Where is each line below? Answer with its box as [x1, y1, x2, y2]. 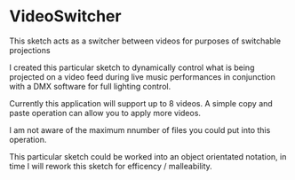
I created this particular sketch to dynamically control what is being [9, 62, 255, 73]
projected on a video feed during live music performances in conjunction [9, 71, 275, 82]
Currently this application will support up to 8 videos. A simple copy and [9, 98, 273, 108]
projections [9, 44, 51, 55]
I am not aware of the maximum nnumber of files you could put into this [9, 124, 271, 135]
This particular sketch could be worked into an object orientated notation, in [9, 151, 287, 161]
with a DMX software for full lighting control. [9, 81, 171, 91]
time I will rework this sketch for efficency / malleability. [9, 160, 213, 171]
